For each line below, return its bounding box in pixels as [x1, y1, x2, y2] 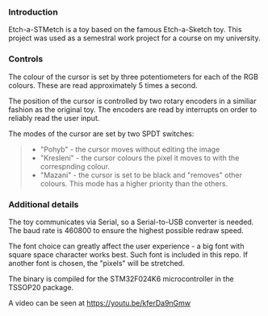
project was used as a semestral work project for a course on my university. [8, 33, 261, 43]
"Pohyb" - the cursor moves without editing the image [40, 144, 220, 154]
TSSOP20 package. [8, 282, 74, 292]
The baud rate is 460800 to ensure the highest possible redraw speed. [8, 225, 244, 235]
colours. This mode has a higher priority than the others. [40, 178, 228, 188]
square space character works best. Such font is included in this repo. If [8, 249, 249, 260]
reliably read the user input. [8, 113, 100, 123]
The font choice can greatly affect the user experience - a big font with [8, 241, 245, 251]
